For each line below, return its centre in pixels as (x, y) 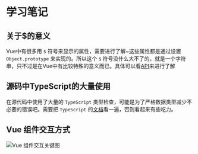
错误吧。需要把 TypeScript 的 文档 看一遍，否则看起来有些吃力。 (99, 109)
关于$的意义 (28, 36)
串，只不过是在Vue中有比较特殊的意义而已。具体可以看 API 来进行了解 (91, 66)
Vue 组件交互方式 (38, 130)
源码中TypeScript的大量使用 (59, 86)
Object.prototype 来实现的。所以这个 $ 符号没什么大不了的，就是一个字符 (96, 59)
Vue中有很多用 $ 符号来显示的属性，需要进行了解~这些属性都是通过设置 (94, 51)
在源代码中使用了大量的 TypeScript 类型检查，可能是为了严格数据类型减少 (97, 102)
